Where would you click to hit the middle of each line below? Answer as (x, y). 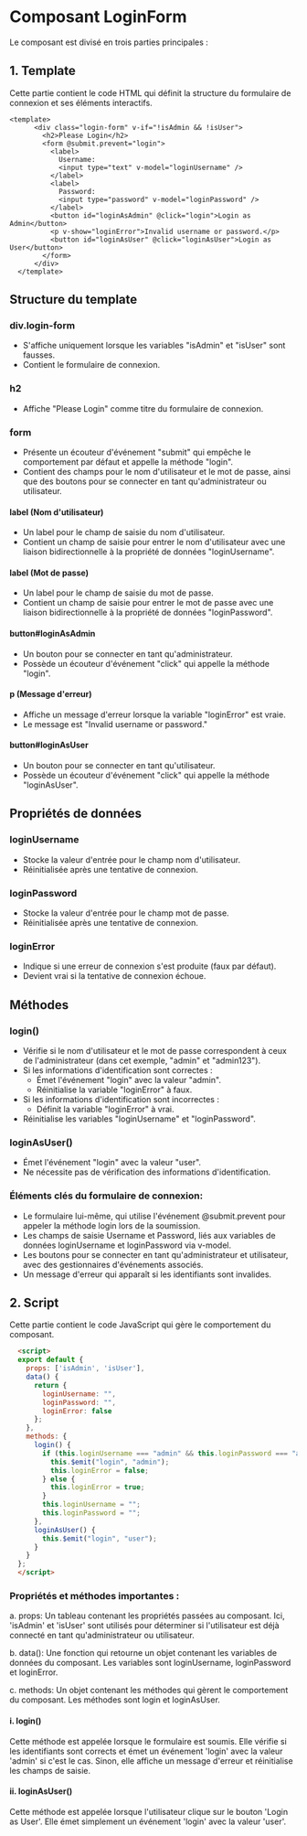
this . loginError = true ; (97, 1487)
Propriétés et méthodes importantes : (95, 1595)
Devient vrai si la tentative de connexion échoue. (114, 976)
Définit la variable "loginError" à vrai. (106, 1110)
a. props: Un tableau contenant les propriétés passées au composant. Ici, (147, 1616)
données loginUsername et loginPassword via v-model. (127, 1245)
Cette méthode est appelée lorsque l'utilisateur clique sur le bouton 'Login (149, 1811)
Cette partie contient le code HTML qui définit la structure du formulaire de (150, 92)
